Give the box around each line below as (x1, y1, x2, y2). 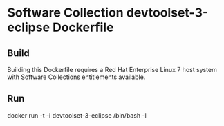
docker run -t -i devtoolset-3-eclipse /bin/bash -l (7, 111, 147, 119)
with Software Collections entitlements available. (7, 73, 146, 81)
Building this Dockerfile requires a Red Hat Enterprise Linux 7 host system (7, 66, 218, 73)
